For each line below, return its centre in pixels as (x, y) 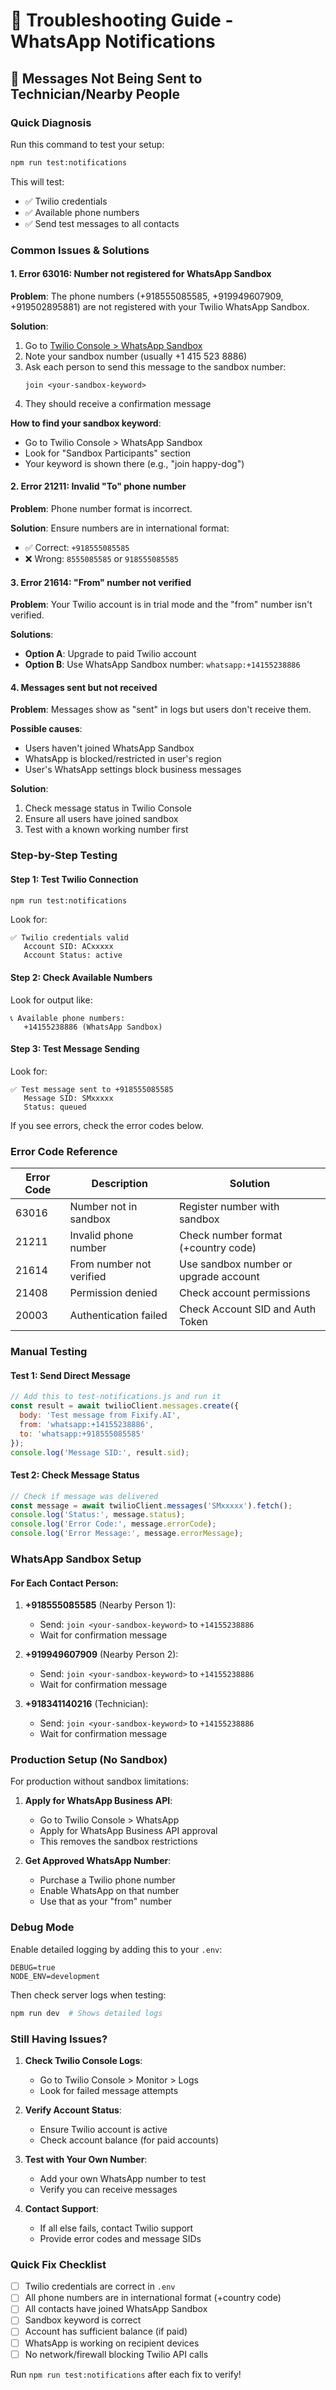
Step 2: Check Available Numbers (81, 978)
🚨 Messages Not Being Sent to (106, 78)
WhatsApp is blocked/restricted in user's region (123, 759)
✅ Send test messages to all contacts (102, 223)
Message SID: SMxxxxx (68, 1098)
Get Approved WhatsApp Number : (98, 1861)
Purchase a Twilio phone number (107, 1880)
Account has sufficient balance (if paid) (106, 2331)
